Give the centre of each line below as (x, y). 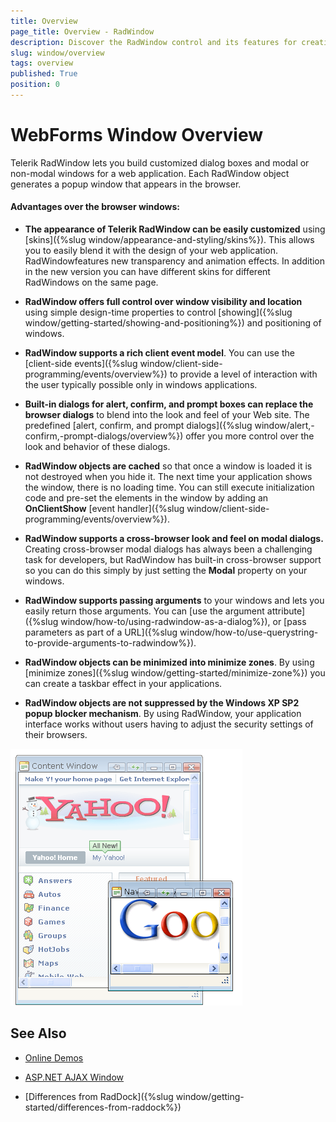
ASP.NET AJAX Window (74, 1077)
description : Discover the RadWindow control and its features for (154, 42)
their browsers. (56, 735)
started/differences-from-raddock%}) (103, 1107)
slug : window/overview (57, 53)
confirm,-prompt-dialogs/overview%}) (104, 436)
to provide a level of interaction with (243, 374)
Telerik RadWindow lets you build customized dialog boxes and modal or (160, 162)
